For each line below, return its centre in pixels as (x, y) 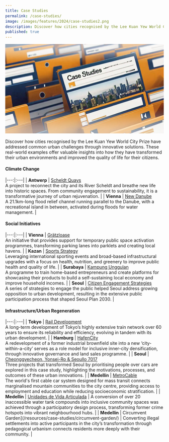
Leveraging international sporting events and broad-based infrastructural (81, 256)
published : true (22, 32)
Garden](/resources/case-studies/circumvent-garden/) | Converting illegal (82, 418)
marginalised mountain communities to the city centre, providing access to (82, 386)
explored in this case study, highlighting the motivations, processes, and (80, 370)
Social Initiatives (23, 224)
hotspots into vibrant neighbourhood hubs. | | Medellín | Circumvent (76, 413)
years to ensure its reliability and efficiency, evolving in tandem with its (78, 333)
